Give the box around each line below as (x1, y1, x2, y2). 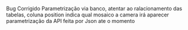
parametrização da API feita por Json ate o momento (6, 18, 135, 24)
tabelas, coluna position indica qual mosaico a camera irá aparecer (6, 11, 170, 18)
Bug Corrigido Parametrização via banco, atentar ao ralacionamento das (6, 5, 182, 12)
